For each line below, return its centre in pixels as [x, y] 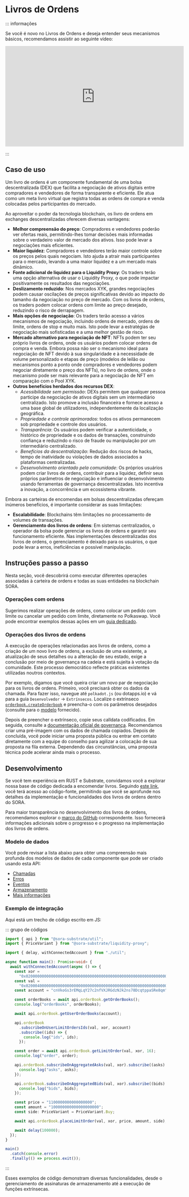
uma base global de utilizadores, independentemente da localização [92, 408]
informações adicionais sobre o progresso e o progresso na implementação [85, 823]
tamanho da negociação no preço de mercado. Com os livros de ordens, [89, 299]
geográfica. [32, 413]
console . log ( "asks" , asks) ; [49, 1070]
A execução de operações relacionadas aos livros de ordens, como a [78, 646]
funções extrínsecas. [27, 1189]
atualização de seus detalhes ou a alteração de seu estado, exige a [76, 656]
